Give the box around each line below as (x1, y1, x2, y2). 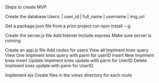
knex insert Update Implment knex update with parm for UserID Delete (5, 58, 147, 63)
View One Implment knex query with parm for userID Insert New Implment (5, 52, 154, 58)
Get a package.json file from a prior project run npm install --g (5, 23, 131, 29)
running (5, 38, 21, 43)
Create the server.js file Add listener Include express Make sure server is (5, 33, 152, 38)
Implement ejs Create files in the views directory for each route (5, 72, 132, 78)
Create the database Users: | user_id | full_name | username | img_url (5, 14, 145, 19)
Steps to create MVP (5, 4, 47, 10)
